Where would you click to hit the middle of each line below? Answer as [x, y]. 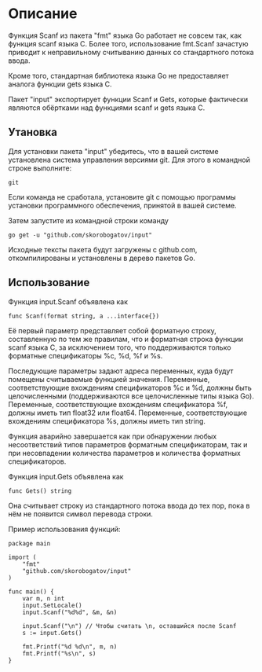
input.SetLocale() [52, 605]
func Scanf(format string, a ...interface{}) [84, 316]
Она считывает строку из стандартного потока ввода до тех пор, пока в [129, 505]
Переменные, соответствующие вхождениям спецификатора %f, [118, 404]
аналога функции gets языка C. [60, 84]
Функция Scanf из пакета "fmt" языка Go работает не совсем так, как [125, 35]
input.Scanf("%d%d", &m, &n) [70, 612]
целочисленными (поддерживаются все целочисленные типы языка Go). [131, 396]
